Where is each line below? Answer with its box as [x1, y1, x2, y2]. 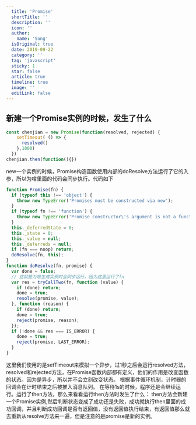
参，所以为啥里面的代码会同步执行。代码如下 [6, 175, 114, 182]
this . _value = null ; [11, 235, 61, 242]
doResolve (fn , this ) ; [11, 252, 64, 258]
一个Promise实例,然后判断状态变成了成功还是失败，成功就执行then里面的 [6, 397, 181, 405]
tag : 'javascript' [11, 57, 57, 63]
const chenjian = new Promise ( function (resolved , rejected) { [6, 129, 160, 135]
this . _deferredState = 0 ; [11, 225, 75, 231]
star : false [11, 68, 41, 74]
